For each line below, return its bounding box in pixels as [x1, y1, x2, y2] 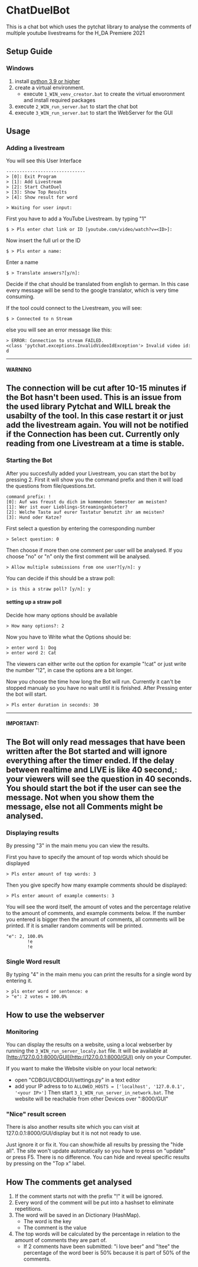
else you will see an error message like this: [6, 326, 112, 334]
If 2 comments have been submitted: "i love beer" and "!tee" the [23, 1243, 180, 1250]
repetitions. [14, 1206, 42, 1213]
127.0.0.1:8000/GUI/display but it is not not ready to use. [6, 1129, 141, 1137]
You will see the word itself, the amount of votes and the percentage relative [6, 903, 191, 910]
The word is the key [23, 1218, 72, 1225]
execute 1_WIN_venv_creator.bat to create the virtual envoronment [23, 90, 185, 97]
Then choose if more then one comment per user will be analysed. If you [6, 546, 183, 553]
